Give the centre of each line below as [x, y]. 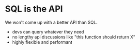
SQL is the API [34, 9]
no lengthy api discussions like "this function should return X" [74, 37]
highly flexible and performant [42, 42]
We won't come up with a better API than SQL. [51, 22]
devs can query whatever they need [48, 32]
